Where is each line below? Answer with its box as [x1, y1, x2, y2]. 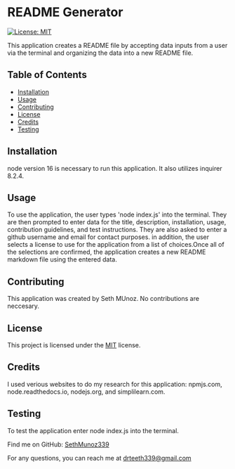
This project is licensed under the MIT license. [7, 341, 141, 349]
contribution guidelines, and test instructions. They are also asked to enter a [7, 226, 227, 234]
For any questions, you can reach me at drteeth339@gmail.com [7, 454, 192, 462]
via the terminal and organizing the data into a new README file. [7, 49, 194, 57]
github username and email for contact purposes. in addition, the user [7, 233, 210, 241]
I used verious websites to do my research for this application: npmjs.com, [7, 380, 222, 388]
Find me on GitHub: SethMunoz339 [7, 440, 110, 449]
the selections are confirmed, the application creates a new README [7, 248, 206, 257]
